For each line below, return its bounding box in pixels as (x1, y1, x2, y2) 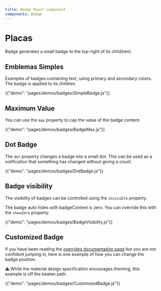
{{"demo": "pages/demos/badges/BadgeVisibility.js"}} (5, 219, 113, 225)
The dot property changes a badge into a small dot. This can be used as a (5, 154, 152, 159)
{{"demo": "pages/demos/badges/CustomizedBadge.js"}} (5, 280, 120, 286)
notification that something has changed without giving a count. (5, 158, 132, 164)
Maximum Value (5, 104, 55, 112)
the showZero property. (5, 209, 50, 215)
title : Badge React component (5, 7, 66, 12)
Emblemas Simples (5, 63, 64, 71)
